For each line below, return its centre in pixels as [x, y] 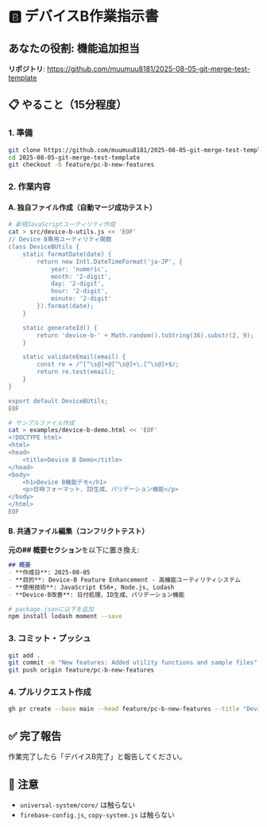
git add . [25, 655]
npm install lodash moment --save [66, 617]
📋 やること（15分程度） [68, 105]
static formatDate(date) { [67, 254]
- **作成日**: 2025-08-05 [49, 573]
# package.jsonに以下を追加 [51, 609]
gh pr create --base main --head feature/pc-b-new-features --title [124, 709]
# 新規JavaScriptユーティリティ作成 [62, 225]
